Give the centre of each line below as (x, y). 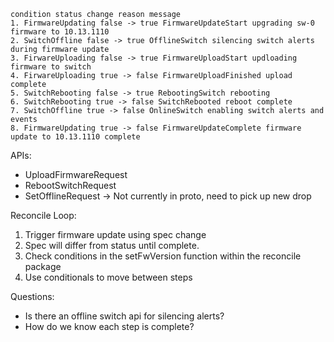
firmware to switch (51, 67)
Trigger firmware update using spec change (115, 234)
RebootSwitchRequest (70, 185)
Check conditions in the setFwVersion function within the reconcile (163, 256)
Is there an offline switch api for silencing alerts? (124, 316)
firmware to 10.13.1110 (60, 32)
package (43, 266)
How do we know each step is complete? (109, 326)
